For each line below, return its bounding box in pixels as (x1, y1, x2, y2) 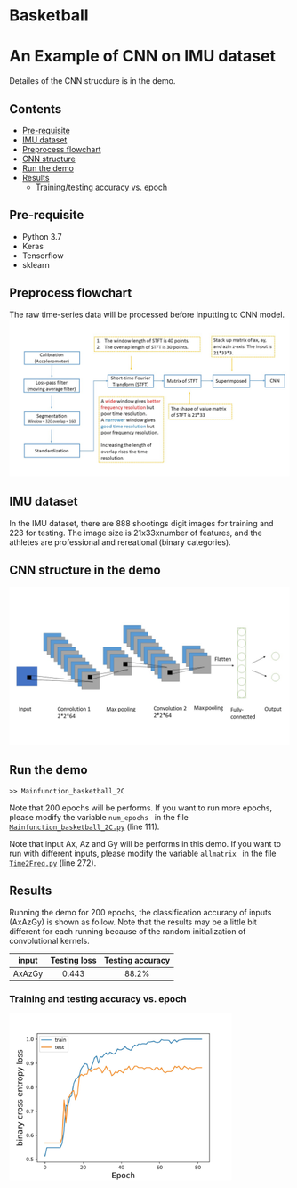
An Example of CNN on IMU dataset (9, 46, 276, 67)
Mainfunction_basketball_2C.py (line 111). (9, 821, 160, 832)
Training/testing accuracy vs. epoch (35, 182, 168, 192)
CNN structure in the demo (9, 563, 162, 578)
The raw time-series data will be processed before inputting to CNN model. (9, 309, 285, 320)
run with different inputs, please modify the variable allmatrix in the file (9, 848, 277, 858)
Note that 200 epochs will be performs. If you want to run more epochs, (9, 802, 273, 813)
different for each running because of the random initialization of (9, 925, 246, 936)
